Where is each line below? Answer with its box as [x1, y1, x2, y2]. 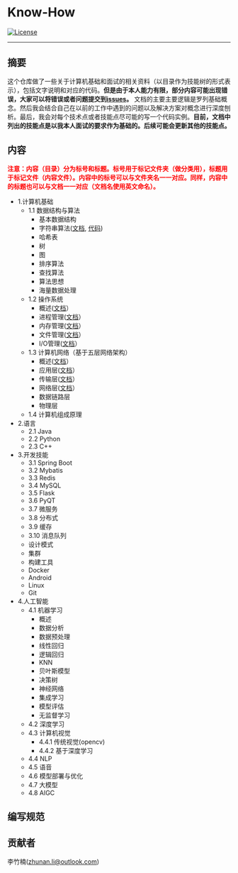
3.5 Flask [28, 488, 55, 497]
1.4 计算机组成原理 [28, 410, 83, 419]
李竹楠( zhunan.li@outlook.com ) [7, 857, 100, 866]
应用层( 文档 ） [38, 366, 79, 374]
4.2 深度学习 [28, 720, 65, 728]
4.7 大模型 [28, 780, 58, 789]
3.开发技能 [17, 450, 49, 459]
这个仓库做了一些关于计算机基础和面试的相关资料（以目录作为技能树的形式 [7, 77, 225, 85]
